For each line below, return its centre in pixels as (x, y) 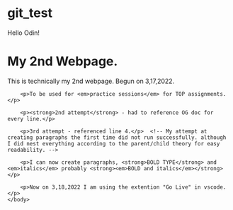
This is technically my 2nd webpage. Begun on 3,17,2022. (91, 81)
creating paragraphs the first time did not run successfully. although (117, 137)
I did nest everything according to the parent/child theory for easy (114, 143)
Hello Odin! (24, 33)
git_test (30, 13)
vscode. (215, 187)
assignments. (207, 94)
